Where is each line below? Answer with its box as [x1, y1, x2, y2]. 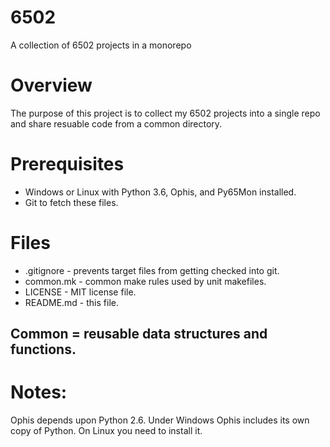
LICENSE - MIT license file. [24, 286, 137, 298]
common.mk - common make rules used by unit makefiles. [24, 275, 267, 287]
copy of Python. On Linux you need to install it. [10, 425, 203, 437]
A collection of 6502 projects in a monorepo [10, 39, 192, 51]
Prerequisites [10, 153, 125, 176]
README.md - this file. [24, 296, 119, 308]
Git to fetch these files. [24, 196, 119, 208]
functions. [10, 341, 77, 358]
